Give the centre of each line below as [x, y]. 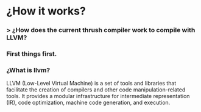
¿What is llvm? [28, 70]
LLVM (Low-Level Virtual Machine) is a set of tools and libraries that [91, 84]
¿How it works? [46, 11]
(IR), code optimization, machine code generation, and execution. [88, 103]
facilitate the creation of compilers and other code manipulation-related [96, 90]
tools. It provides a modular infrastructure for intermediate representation [98, 96]
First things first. [32, 54]
